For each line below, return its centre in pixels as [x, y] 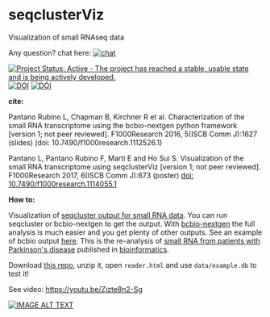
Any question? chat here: [50, 52]
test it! [19, 273]
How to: [22, 199]
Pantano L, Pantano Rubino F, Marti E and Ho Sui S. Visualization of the [126, 158]
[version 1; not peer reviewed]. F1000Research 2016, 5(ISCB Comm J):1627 [133, 134]
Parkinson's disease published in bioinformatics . [89, 249]
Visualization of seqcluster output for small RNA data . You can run [118, 215]
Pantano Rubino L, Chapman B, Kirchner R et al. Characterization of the [127, 117]
